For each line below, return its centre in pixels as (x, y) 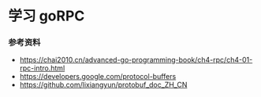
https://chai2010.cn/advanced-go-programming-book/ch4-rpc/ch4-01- (136, 60)
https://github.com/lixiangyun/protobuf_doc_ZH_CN (103, 85)
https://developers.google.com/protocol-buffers (98, 77)
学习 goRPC (47, 16)
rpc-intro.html (42, 68)
